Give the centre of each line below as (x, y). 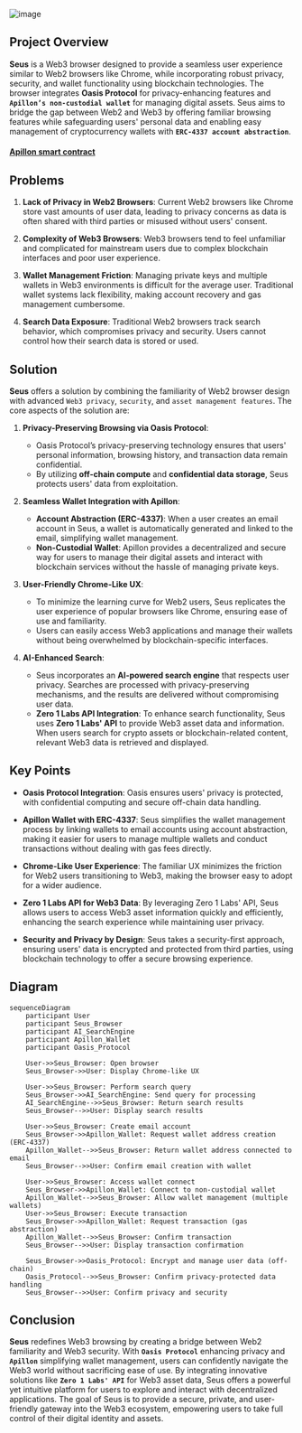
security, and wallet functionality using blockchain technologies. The (137, 83)
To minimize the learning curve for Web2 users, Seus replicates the (160, 602)
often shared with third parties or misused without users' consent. (145, 221)
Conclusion (42, 1321)
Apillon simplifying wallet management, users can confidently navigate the (149, 1361)
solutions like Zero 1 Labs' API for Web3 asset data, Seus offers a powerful (150, 1380)
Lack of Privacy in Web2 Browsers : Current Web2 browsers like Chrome (158, 202)
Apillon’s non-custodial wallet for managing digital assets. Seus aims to (147, 102)
